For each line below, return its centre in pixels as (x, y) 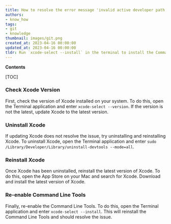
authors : (15, 15)
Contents (15, 67)
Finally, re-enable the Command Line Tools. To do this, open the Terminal (82, 206)
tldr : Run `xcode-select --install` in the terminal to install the (79, 52)
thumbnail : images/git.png (34, 39)
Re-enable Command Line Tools (46, 195)
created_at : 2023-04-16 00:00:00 (41, 43)
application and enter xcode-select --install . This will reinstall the (76, 211)
